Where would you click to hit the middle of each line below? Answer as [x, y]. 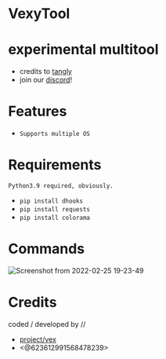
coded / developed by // [47, 324]
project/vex [38, 339]
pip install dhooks [51, 201]
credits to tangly [46, 71]
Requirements [55, 165]
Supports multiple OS [54, 134]
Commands [47, 249]
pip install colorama [54, 218]
